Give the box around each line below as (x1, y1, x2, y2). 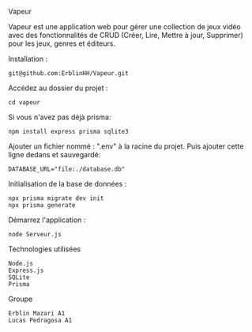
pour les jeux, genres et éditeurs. (8, 39, 116, 48)
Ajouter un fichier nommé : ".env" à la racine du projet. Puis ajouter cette (8, 141, 244, 151)
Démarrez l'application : (8, 215, 86, 224)
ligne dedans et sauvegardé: (8, 150, 101, 159)
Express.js (8, 266, 44, 274)
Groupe (8, 294, 33, 304)
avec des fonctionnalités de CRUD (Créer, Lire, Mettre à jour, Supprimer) (8, 31, 243, 40)
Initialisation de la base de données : (8, 179, 127, 188)
